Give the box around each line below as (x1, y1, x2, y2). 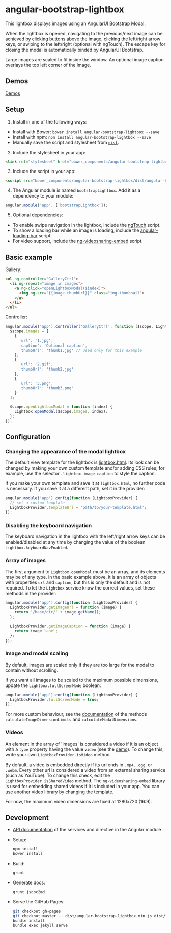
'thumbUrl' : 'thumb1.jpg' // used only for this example (18, 348, 142, 353)
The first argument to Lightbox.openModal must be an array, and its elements (5, 569, 165, 575)
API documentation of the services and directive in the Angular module (12, 827, 161, 833)
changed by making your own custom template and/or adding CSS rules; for (5, 465, 165, 471)
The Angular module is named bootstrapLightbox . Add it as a (12, 187, 141, 193)
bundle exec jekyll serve (12, 923, 68, 928)
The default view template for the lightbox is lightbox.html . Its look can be (5, 459, 159, 465)
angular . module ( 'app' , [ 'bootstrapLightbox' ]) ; (5, 203, 108, 208)
